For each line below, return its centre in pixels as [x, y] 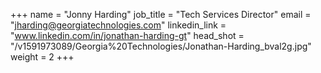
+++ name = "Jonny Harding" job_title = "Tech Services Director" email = [161, 14]
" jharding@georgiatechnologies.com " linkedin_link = [118, 25]
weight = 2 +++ [42, 57]
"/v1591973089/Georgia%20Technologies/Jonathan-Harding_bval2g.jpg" [161, 46]
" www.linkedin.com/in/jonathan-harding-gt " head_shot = [127, 35]
